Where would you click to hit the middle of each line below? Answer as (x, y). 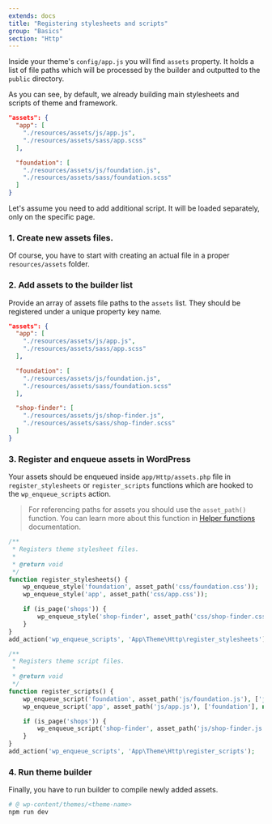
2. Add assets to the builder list (71, 285)
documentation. (54, 527)
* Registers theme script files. (68, 661)
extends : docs (32, 16)
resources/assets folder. (49, 264)
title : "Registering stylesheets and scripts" (88, 23)
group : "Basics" (36, 31)
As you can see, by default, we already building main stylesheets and (124, 95)
